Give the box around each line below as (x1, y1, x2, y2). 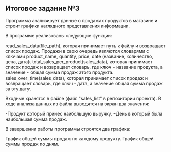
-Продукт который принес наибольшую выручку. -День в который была (5, 110, 163, 117)
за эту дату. (5, 86, 31, 92)
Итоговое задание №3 (5, 4, 80, 13)
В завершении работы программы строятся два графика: (5, 126, 131, 132)
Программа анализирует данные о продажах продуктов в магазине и (5, 17, 158, 23)
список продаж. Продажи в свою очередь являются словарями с (5, 48, 149, 54)
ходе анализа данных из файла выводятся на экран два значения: (5, 101, 149, 107)
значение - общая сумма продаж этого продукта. (5, 69, 114, 75)
